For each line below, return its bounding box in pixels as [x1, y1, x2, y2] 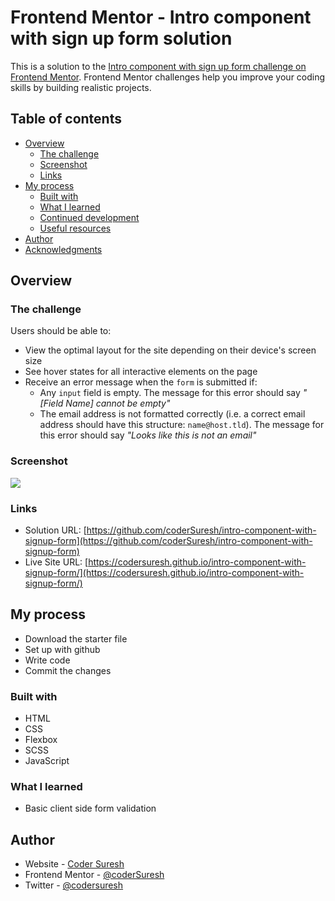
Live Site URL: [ [24, 556, 89, 568]
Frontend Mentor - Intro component [10, 6, 312, 29]
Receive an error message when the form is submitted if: [24, 376, 258, 388]
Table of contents [10, 111, 122, 128]
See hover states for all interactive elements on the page [24, 366, 258, 378]
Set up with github [24, 643, 101, 655]
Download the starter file [24, 632, 128, 645]
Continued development [39, 211, 140, 223]
